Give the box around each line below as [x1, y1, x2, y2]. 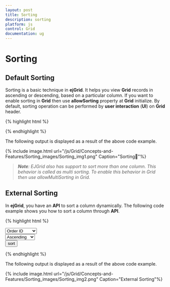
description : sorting [5, 17, 51, 22]
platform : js [5, 21, 33, 27]
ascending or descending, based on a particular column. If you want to [5, 92, 153, 98]
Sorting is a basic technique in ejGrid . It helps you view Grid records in [5, 87, 153, 93]
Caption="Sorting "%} [98, 153, 147, 160]
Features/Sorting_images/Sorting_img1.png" [5, 153, 98, 160]
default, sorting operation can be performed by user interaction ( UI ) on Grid [5, 103, 165, 109]
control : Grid [5, 27, 36, 32]
